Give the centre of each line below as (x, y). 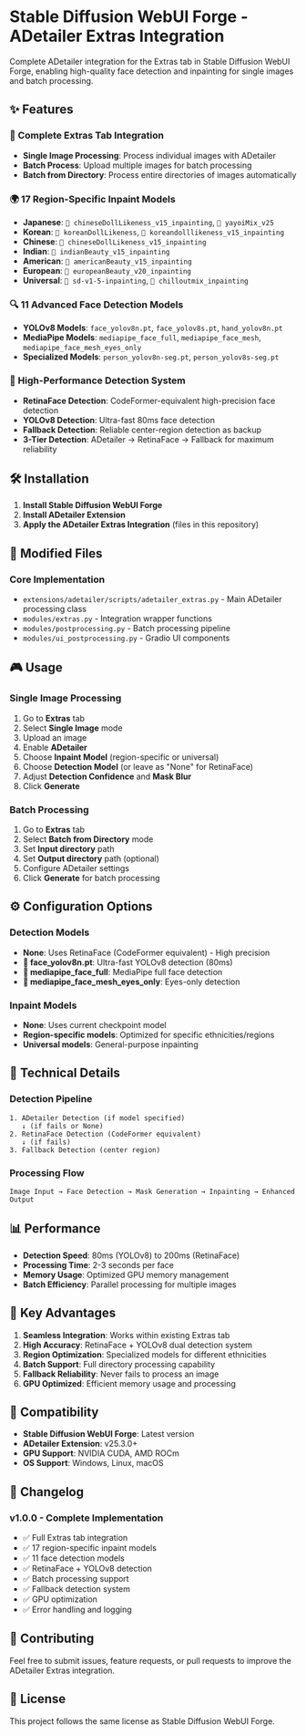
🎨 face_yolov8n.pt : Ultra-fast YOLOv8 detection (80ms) (128, 962)
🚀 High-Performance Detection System (97, 380)
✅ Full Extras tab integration (75, 1538)
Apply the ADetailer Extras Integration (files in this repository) (141, 525)
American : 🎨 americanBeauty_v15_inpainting (107, 261)
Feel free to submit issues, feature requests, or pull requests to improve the (150, 1660)
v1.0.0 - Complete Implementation (87, 1518)
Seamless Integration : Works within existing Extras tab (126, 1335)
